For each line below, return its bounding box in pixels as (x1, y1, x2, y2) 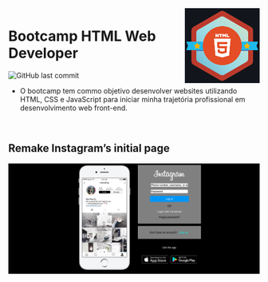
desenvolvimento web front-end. (19, 103, 128, 113)
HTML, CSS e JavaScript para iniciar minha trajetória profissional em (19, 94, 246, 104)
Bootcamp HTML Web (8, 27, 156, 46)
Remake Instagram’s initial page (8, 141, 170, 155)
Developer (8, 44, 78, 62)
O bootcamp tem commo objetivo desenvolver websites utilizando (19, 85, 238, 95)
